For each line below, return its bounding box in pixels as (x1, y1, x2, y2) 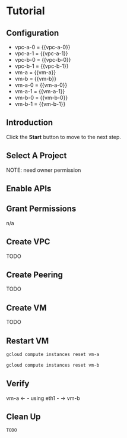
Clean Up (6, 412, 41, 422)
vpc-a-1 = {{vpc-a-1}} (14, 50, 68, 57)
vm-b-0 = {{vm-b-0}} (14, 94, 68, 101)
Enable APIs (6, 184, 52, 194)
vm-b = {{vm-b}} (14, 75, 56, 82)
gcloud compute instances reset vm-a (6, 352, 100, 358)
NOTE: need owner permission (6, 166, 81, 174)
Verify (6, 379, 30, 389)
